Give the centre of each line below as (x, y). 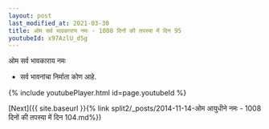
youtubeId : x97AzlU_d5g (48, 38)
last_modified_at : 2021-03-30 (59, 23)
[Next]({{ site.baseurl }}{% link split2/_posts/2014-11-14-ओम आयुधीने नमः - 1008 (135, 108)
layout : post (30, 16)
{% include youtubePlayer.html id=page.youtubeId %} (98, 93)
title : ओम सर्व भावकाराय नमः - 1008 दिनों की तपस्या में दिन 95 (95, 30)
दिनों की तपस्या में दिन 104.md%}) (55, 118)
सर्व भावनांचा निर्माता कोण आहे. (58, 77)
